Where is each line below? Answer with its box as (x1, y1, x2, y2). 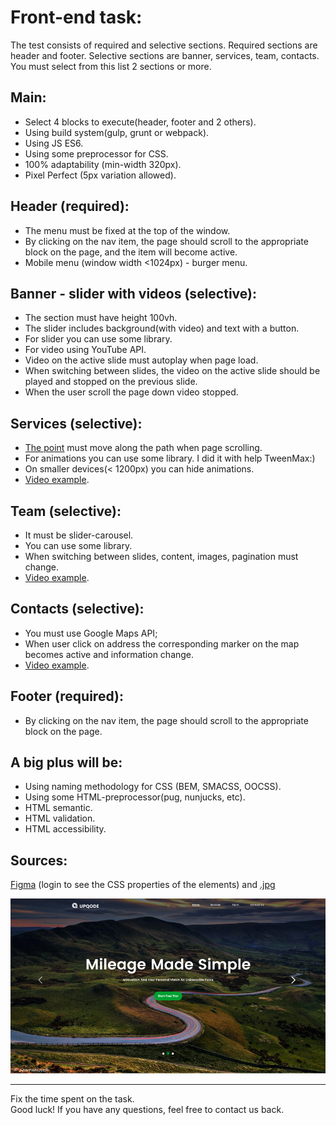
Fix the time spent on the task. (10, 1092, 135, 1105)
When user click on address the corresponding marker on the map (24, 637, 300, 650)
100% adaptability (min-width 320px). (24, 158, 182, 170)
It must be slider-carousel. (24, 529, 134, 541)
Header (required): (10, 198, 130, 215)
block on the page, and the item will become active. (24, 246, 238, 258)
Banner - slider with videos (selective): (10, 285, 257, 302)
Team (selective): (10, 502, 122, 520)
